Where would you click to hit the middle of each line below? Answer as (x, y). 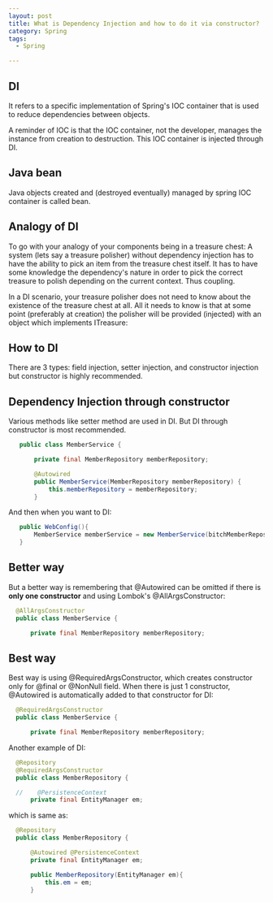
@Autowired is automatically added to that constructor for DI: (111, 695)
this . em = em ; (68, 882)
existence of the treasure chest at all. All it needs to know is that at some (130, 305)
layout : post (30, 16)
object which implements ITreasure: (68, 323)
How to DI (33, 347)
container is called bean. (50, 201)
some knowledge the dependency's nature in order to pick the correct (126, 272)
